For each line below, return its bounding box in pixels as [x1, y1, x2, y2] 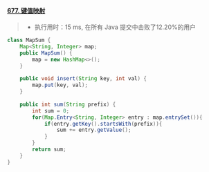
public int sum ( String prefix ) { [19, 101, 116, 108]
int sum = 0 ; [32, 107, 70, 114]
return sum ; [32, 146, 67, 153]
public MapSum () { [19, 49, 73, 57]
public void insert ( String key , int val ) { [19, 75, 147, 82]
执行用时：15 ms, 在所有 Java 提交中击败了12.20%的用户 [34, 23, 196, 31]
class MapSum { [7, 37, 51, 44]
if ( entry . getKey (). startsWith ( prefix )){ [44, 120, 163, 127]
